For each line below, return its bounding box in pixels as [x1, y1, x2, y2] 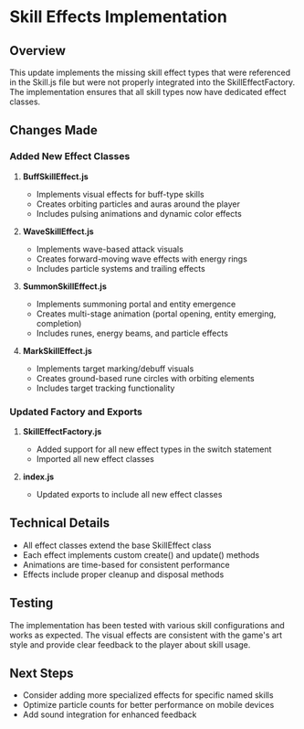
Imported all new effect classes [36, 453, 155, 464]
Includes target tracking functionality [36, 382, 175, 393]
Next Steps [9, 666, 74, 681]
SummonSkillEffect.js [22, 281, 107, 292]
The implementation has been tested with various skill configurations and [9, 619, 285, 630]
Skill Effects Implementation [9, 6, 228, 27]
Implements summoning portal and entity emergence [36, 298, 236, 309]
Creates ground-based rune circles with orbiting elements [36, 372, 255, 383]
